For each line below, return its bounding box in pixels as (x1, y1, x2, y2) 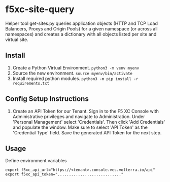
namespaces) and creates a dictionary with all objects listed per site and (5, 31, 157, 37)
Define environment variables (5, 158, 67, 164)
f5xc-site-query (5, 4, 75, 15)
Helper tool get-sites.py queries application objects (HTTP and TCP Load (5, 20, 158, 26)
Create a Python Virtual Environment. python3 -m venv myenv (12, 64, 140, 70)
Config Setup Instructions (5, 95, 89, 103)
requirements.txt (12, 81, 50, 86)
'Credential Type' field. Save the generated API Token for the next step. (12, 129, 162, 135)
